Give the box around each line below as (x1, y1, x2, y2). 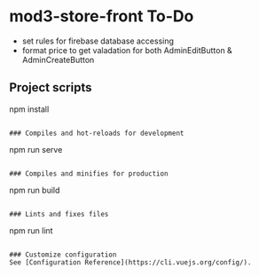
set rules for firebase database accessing (21, 35, 175, 46)
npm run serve (9, 144, 63, 154)
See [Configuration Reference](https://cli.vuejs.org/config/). (9, 257, 252, 267)
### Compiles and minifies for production (9, 169, 169, 178)
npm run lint (9, 225, 53, 236)
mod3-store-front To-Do (9, 6, 194, 27)
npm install (9, 104, 50, 114)
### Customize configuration (9, 250, 117, 259)
